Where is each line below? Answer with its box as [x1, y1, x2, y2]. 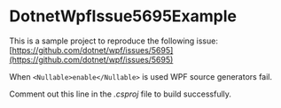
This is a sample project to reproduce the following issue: [9, 35, 219, 46]
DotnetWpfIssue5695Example [9, 6, 238, 27]
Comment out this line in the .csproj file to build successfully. [9, 89, 232, 99]
